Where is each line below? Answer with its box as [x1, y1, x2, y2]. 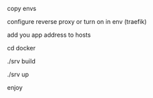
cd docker [7, 44, 36, 52]
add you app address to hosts [7, 31, 91, 39]
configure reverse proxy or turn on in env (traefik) [7, 18, 147, 25]
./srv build [7, 57, 36, 65]
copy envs [7, 5, 36, 12]
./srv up [7, 70, 29, 78]
